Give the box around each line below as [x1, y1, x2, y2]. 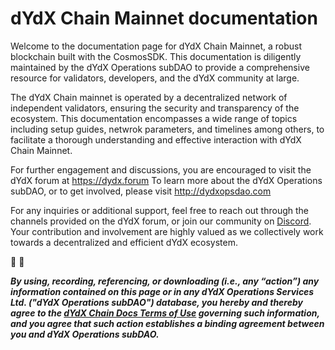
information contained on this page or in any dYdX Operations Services [10, 285, 315, 297]
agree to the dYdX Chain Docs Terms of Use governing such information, [10, 307, 320, 319]
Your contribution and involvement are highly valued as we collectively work [10, 225, 324, 237]
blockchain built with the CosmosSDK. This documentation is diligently [10, 50, 302, 62]
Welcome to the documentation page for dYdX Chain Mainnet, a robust [10, 40, 303, 52]
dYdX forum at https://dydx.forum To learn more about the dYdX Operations [10, 174, 323, 186]
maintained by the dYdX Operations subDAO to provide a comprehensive [10, 61, 310, 73]
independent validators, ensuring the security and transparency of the [10, 102, 300, 114]
